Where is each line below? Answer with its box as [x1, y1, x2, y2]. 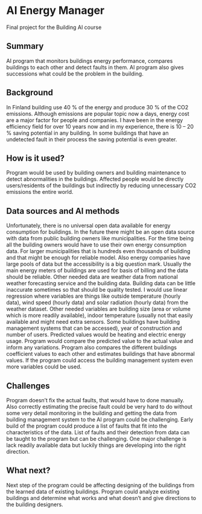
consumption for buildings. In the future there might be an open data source [6, 228, 195, 236]
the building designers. [6, 501, 63, 508]
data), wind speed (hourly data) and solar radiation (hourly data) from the [6, 299, 189, 306]
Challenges [6, 381, 50, 391]
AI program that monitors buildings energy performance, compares [6, 57, 173, 64]
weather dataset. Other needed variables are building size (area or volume [6, 306, 191, 313]
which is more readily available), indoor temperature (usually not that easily [6, 312, 193, 319]
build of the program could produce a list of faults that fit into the [6, 422, 168, 429]
